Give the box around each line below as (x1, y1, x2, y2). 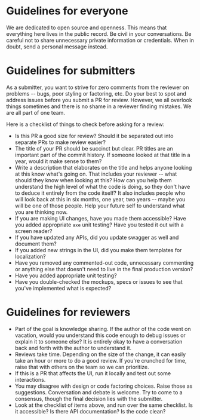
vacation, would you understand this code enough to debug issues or (14, 332, 186, 339)
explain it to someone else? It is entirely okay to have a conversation (14, 338, 183, 345)
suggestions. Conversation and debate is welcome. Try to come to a (14, 388, 183, 396)
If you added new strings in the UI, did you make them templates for (14, 246, 182, 253)
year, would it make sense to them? (14, 157, 102, 165)
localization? (14, 253, 46, 260)
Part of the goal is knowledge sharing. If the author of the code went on (14, 325, 191, 332)
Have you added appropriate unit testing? (14, 272, 118, 279)
